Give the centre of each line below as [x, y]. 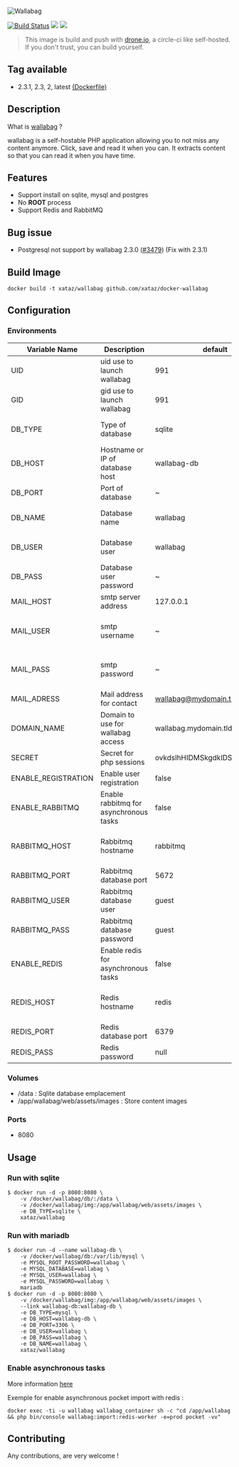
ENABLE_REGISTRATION [52, 778]
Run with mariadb [38, 1235]
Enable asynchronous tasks [56, 1368]
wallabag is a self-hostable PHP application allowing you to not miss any [113, 140]
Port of [112, 488]
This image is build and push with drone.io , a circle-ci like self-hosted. [128, 40]
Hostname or [122, 450]
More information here [40, 1383]
